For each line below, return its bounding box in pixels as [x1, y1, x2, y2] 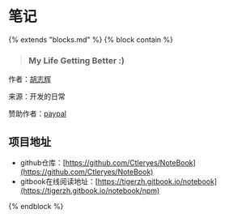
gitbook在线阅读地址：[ [19, 177, 99, 186]
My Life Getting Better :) [28, 54, 125, 66]
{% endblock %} [8, 202, 64, 212]
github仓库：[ [19, 158, 66, 168]
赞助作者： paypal [8, 109, 67, 118]
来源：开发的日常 [8, 92, 66, 101]
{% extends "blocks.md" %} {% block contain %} [8, 34, 174, 45]
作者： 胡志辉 [8, 75, 51, 84]
